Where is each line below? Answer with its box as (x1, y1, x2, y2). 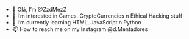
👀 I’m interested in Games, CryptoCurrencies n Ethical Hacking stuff (12, 12, 183, 19)
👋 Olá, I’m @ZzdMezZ (12, 6, 67, 13)
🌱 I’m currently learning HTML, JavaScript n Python (12, 19, 141, 26)
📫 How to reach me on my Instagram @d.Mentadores (12, 26, 148, 33)
